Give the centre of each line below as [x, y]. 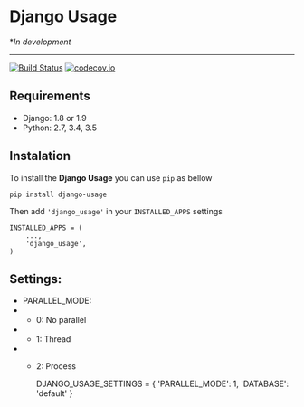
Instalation [40, 156]
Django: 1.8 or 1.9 [55, 118]
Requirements [50, 96]
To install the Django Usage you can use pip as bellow [111, 177]
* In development [40, 42]
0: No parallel [61, 320]
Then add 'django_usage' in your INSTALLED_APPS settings [116, 211]
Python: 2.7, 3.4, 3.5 [60, 128]
